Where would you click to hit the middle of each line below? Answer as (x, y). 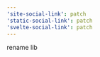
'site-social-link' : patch (46, 14)
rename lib (22, 48)
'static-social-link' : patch (50, 21)
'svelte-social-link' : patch (50, 27)
